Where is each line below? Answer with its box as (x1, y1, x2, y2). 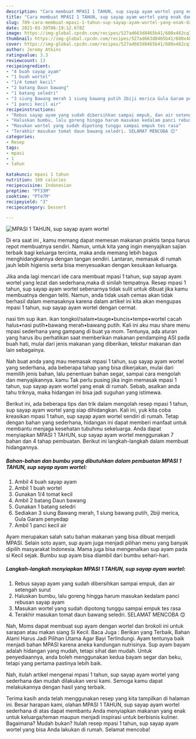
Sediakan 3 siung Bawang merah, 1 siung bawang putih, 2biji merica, (14, 509, 180, 516)
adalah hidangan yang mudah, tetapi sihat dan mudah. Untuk (6, 648, 153, 655)
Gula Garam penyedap (14, 516, 69, 523)
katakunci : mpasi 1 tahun (6, 172, 69, 177)
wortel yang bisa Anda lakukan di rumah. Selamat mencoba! (6, 726, 150, 733)
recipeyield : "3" (6, 199, 48, 205)
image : (6, 30, 22, 36)
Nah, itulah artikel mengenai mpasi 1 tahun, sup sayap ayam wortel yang (6, 671, 180, 678)
